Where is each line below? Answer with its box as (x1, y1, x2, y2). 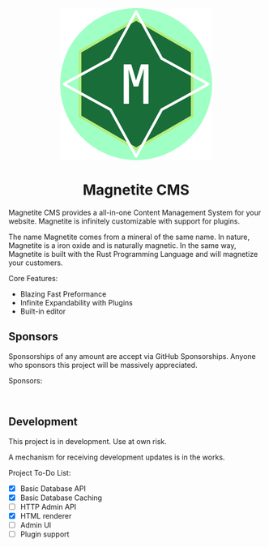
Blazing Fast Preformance (19, 288, 107, 299)
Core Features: (8, 273, 58, 283)
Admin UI (19, 519, 52, 530)
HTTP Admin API (19, 502, 77, 511)
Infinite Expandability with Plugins (19, 297, 134, 307)
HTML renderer (19, 511, 72, 520)
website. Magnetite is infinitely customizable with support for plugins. (8, 216, 241, 226)
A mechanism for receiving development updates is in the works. (8, 452, 225, 462)
